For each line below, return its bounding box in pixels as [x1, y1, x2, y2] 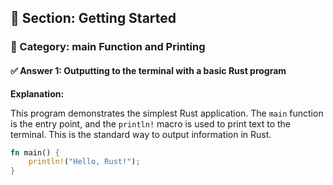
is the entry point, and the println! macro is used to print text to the [10, 117, 291, 130]
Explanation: [10, 87, 65, 100]
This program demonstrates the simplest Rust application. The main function [10, 107, 324, 119]
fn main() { [10, 147, 60, 158]
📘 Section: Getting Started [10, 10, 177, 27]
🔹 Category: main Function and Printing [10, 40, 206, 54]
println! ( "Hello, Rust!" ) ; [28, 157, 141, 167]
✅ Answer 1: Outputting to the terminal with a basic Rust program [10, 64, 287, 76]
